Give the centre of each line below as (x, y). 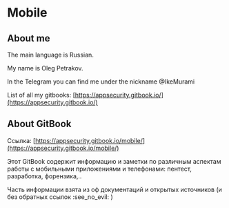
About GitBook (39, 124)
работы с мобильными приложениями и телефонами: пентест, (99, 169)
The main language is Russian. (51, 55)
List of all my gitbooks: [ (41, 95)
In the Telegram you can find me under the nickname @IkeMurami (101, 82)
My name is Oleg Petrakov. (46, 68)
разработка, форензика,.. (44, 176)
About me (29, 38)
